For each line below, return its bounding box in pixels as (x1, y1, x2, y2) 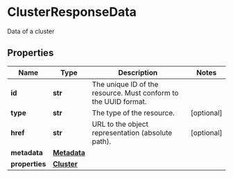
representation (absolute (92, 127, 173, 137)
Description (118, 67, 158, 77)
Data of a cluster (7, 27, 55, 35)
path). (92, 136, 112, 146)
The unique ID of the (92, 79, 159, 89)
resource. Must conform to (92, 88, 179, 98)
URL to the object (92, 119, 149, 129)
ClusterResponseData (7, 4, 137, 20)
